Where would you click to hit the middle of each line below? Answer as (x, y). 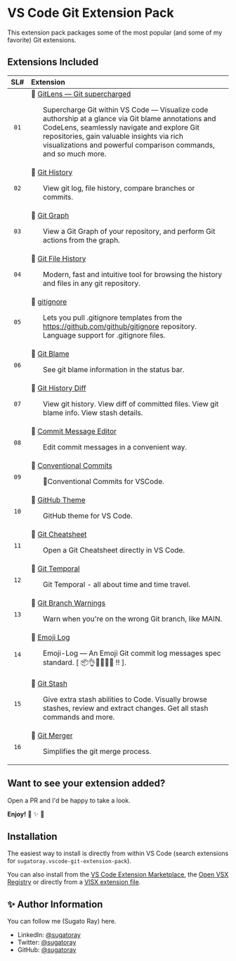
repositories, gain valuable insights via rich (113, 136)
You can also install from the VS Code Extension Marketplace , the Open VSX (118, 874)
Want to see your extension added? (86, 783)
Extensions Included (53, 62)
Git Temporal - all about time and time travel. (117, 584)
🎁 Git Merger (52, 736)
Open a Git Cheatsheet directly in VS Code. (114, 550)
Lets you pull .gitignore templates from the (113, 317)
